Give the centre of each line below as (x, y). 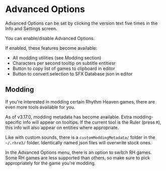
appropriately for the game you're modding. (51, 163)
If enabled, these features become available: (51, 48)
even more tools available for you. (40, 107)
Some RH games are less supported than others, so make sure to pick (77, 157)
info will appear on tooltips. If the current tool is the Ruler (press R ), (92, 122)
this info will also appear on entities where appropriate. (62, 127)
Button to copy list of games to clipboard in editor (64, 68)
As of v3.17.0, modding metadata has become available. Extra (69, 117)
